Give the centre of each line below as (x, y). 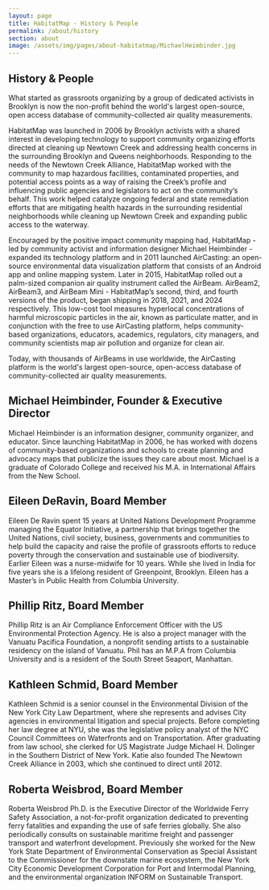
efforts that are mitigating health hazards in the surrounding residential (126, 207)
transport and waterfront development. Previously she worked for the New (132, 843)
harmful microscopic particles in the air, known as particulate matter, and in (133, 317)
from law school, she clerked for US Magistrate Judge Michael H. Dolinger (132, 747)
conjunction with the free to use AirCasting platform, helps (106, 325)
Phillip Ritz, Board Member (77, 605)
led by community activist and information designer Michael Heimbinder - (130, 248)
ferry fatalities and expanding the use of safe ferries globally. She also (125, 826)
